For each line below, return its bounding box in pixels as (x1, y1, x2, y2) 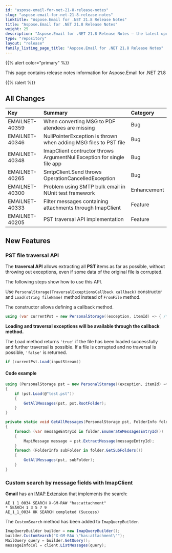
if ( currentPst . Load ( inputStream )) (5, 359, 81, 364)
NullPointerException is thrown (43, 132, 118, 140)
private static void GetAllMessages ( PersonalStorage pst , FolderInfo (5, 419, 157, 425)
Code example (5, 370, 37, 377)
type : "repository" (5, 36, 47, 41)
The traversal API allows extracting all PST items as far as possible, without (5, 263, 165, 270)
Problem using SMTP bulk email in (43, 183, 125, 190)
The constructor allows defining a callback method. (5, 304, 114, 310)
